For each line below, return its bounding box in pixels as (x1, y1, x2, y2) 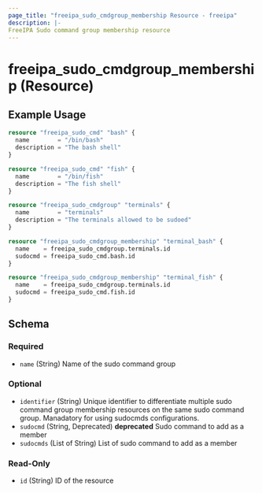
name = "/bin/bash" (15, 136, 104, 144)
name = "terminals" (15, 209, 104, 217)
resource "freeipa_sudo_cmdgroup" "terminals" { (8, 202, 171, 209)
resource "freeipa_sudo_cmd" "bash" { (8, 129, 135, 137)
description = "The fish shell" (15, 180, 122, 187)
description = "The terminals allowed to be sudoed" (15, 216, 192, 224)
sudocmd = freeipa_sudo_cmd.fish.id (15, 288, 135, 296)
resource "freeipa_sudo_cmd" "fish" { (8, 165, 135, 173)
